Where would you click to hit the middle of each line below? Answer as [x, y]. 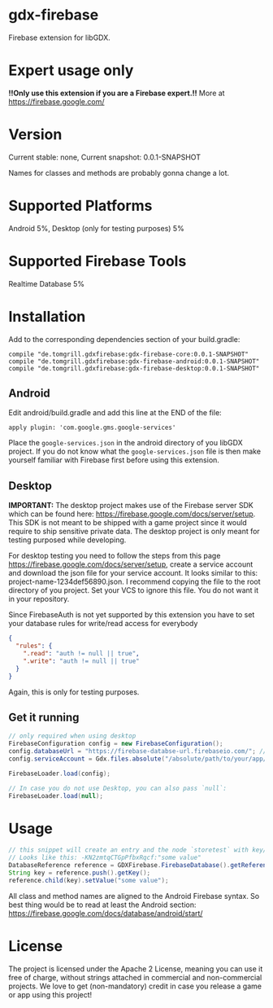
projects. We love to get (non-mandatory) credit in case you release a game [135, 986]
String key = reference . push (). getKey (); [80, 873]
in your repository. [39, 599]
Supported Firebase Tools [97, 261]
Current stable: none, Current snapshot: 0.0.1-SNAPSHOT [105, 157]
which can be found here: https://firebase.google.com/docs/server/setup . [132, 514]
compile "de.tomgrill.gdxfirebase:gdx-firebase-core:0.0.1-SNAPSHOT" [129, 354]
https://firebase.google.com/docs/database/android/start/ [106, 913]
